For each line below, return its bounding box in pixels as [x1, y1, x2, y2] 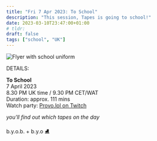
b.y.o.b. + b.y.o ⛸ [6, 128, 50, 135]
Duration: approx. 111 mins [6, 95, 71, 103]
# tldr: [6, 25, 26, 32]
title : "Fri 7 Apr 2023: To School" [6, 8, 98, 15]
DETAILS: [6, 65, 29, 72]
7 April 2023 [6, 83, 37, 90]
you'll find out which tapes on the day [6, 113, 100, 121]
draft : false [6, 31, 39, 37]
